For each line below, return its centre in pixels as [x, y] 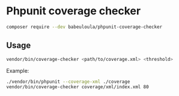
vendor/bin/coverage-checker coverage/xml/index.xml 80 [77, 87]
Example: [18, 70]
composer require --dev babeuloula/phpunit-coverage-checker [84, 27]
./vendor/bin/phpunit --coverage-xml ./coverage [68, 82]
